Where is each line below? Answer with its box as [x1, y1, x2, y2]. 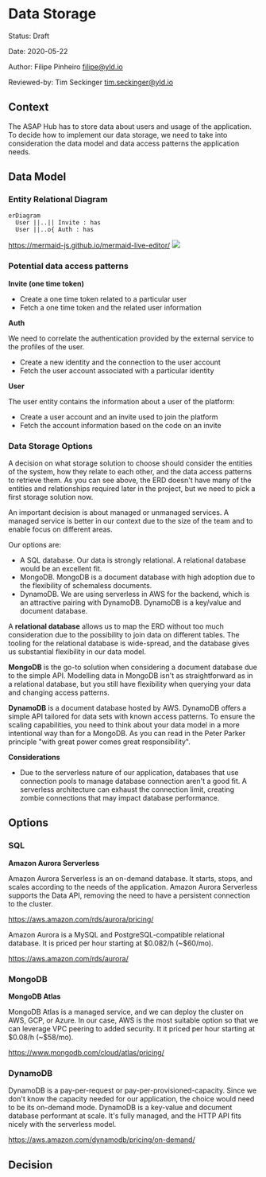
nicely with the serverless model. [8, 1120, 117, 1129]
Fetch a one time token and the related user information [19, 302, 202, 312]
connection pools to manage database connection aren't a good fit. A [19, 777, 248, 786]
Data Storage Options [8, 440, 93, 451]
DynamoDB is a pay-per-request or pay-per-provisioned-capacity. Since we [8, 1085, 256, 1095]
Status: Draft [8, 31, 50, 41]
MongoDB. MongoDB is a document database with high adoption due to [19, 572, 256, 582]
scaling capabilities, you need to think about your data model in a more [8, 720, 240, 730]
